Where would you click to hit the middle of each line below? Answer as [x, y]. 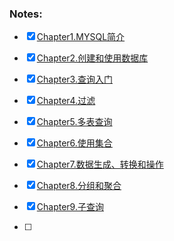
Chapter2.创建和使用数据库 [92, 58]
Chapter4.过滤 [66, 101]
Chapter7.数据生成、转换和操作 [100, 164]
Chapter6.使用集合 [74, 143]
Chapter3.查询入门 [74, 79]
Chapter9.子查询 [70, 207]
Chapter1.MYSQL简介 [81, 37]
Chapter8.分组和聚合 [79, 186]
